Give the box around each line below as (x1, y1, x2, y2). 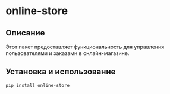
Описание (5, 28, 45, 38)
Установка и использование (5, 67, 116, 77)
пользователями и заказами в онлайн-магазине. (5, 50, 130, 57)
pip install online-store (5, 82, 70, 88)
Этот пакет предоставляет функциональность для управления (5, 43, 165, 50)
